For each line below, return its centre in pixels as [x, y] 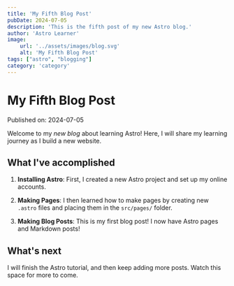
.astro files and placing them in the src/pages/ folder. [95, 208]
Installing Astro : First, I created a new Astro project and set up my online [122, 180]
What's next [34, 251]
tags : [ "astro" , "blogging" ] [50, 59]
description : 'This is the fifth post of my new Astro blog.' [100, 27]
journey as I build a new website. [54, 141]
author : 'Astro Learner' [43, 33]
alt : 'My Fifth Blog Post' [59, 53]
